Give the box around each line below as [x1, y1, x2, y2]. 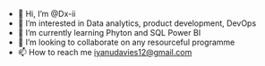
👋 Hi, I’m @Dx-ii [17, 9, 76, 19]
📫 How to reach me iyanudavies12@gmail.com [17, 47, 192, 57]
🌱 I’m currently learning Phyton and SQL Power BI [17, 28, 201, 37]
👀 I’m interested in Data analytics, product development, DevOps [17, 18, 257, 29]
